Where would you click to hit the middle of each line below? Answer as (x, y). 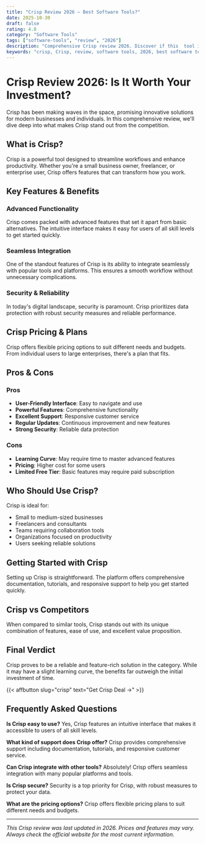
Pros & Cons (30, 372)
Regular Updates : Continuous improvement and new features (93, 423)
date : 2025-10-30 (28, 18)
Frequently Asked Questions (62, 709)
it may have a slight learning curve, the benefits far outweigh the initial (95, 671)
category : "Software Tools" (42, 35)
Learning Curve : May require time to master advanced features (95, 458)
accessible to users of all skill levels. (52, 730)
